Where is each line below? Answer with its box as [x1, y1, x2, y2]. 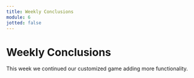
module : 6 [6, 14, 31, 20]
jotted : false [6, 20, 42, 26]
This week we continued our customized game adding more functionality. [6, 65, 188, 72]
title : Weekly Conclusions [6, 8, 74, 15]
